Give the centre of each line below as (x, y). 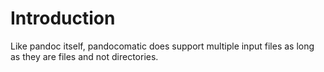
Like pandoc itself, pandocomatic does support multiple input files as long (162, 46)
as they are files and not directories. (84, 56)
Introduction (63, 18)
